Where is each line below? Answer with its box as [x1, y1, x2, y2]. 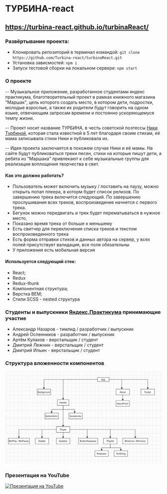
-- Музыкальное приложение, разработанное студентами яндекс [5, 89, 145, 95]
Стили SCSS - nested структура [12, 296, 80, 302]
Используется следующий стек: [5, 258, 76, 264]
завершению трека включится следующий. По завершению [12, 194, 141, 200]
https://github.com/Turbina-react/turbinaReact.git [12, 55, 122, 60]
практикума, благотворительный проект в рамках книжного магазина [5, 94, 156, 100]
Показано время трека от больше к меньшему [12, 220, 113, 227]
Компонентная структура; [12, 285, 68, 292]
